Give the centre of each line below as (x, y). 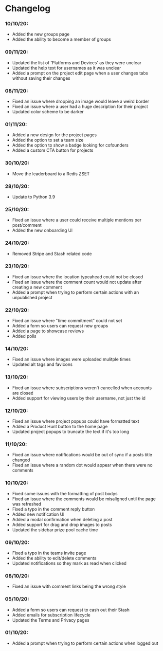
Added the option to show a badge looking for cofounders (70, 145)
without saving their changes (41, 78)
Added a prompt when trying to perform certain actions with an (75, 292)
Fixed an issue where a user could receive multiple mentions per (77, 220)
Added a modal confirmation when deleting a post (62, 519)
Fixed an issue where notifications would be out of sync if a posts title (82, 455)
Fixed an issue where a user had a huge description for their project (80, 107)
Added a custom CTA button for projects (53, 150)
